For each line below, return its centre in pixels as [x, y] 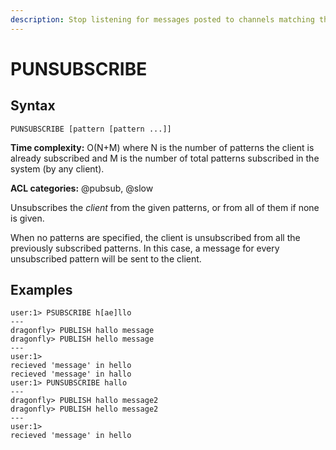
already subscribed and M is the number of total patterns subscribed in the [165, 158]
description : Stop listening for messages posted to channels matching [162, 19]
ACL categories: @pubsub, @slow [82, 188]
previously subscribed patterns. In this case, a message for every [145, 248]
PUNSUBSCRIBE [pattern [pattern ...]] [91, 129]
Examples [41, 290]
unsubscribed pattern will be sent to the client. [106, 258]
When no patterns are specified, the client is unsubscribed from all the [155, 237]
